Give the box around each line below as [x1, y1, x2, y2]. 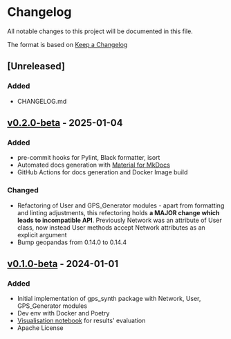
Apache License [17, 324, 64, 332]
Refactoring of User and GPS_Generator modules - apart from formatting [17, 201, 225, 210]
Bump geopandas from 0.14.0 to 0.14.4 [17, 238, 127, 246]
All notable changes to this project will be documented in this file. [7, 27, 194, 35]
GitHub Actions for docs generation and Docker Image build [17, 168, 188, 176]
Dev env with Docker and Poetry [17, 309, 110, 318]
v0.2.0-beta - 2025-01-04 [7, 117, 123, 129]
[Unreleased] [7, 60, 66, 73]
